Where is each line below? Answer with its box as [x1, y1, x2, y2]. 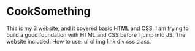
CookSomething [6, 4, 91, 18]
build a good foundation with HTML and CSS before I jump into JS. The [6, 31, 186, 38]
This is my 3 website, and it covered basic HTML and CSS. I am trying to [6, 25, 189, 32]
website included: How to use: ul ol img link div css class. [6, 37, 151, 45]
